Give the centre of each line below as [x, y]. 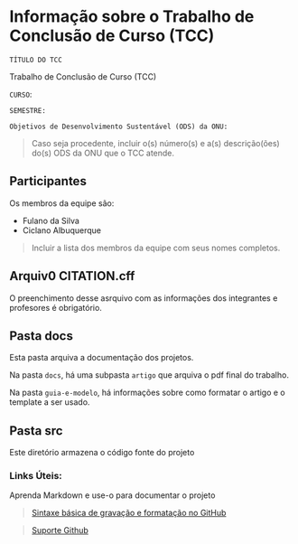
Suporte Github [60, 530]
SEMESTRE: [28, 110]
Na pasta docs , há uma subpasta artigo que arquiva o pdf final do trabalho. [149, 375]
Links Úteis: [36, 476]
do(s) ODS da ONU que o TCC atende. [102, 153]
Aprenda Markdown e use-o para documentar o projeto [112, 495]
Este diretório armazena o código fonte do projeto [102, 453]
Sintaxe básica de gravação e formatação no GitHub [129, 513]
